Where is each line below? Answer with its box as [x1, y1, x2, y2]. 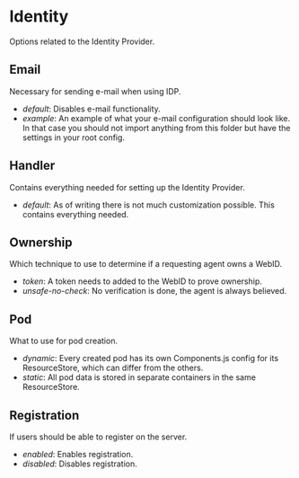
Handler [9, 158, 56, 173]
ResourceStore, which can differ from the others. [22, 362, 204, 374]
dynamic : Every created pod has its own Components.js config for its [22, 353, 279, 364]
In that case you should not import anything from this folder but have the [22, 122, 291, 133]
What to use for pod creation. [9, 335, 119, 347]
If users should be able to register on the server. [9, 431, 188, 442]
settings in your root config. [22, 132, 126, 143]
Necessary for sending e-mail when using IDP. [9, 85, 181, 96]
